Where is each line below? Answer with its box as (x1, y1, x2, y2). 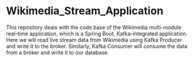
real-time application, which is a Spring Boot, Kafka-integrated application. (6, 30, 188, 37)
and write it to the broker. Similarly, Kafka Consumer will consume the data (6, 43, 188, 50)
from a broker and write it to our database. (6, 49, 109, 56)
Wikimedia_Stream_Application (6, 4, 163, 18)
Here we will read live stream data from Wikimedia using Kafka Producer (6, 36, 182, 43)
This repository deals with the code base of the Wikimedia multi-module (6, 24, 182, 31)
